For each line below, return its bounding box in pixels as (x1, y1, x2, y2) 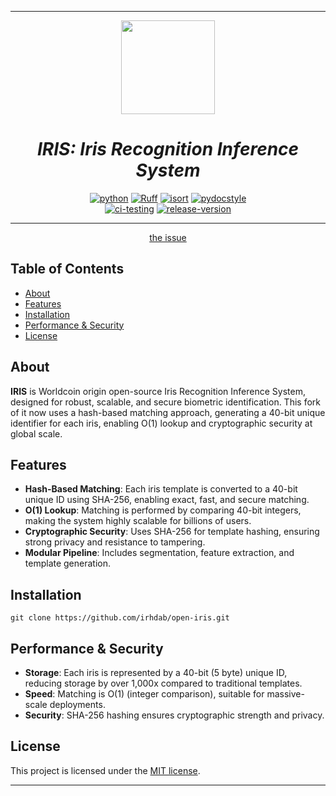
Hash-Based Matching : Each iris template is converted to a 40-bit (24, 483, 298, 495)
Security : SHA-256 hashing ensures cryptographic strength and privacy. (24, 709, 325, 721)
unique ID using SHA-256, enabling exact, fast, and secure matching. (24, 494, 310, 506)
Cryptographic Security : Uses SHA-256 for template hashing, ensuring (24, 526, 320, 538)
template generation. (24, 557, 112, 570)
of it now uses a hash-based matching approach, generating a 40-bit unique (10, 406, 326, 418)
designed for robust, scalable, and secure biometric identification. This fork (10, 396, 321, 408)
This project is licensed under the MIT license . (10, 764, 201, 776)
